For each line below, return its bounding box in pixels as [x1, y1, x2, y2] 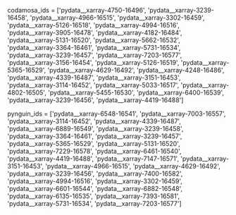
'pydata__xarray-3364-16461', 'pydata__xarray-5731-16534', [7, 44, 181, 51]
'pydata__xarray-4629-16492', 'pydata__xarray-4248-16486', [47, 66, 225, 74]
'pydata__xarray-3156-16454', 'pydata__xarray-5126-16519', [7, 59, 180, 66]
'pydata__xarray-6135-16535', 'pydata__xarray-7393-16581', [7, 192, 180, 200]
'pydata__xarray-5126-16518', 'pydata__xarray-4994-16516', [7, 21, 180, 29]
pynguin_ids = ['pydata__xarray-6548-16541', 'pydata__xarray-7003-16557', [7, 109, 226, 118]
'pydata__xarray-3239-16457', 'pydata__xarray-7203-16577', [7, 51, 182, 59]
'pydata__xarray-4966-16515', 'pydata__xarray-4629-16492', [45, 162, 221, 170]
